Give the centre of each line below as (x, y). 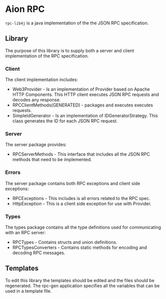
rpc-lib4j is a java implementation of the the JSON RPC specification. (77, 23)
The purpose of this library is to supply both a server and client (70, 50)
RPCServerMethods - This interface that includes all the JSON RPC (81, 154)
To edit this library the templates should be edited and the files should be (80, 280)
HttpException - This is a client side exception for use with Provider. (82, 203)
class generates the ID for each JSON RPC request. (65, 121)
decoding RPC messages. (39, 253)
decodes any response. (37, 100)
